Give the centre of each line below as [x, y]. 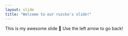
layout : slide [20, 10]
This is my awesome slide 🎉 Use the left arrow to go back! [64, 28]
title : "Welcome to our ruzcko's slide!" [48, 14]
